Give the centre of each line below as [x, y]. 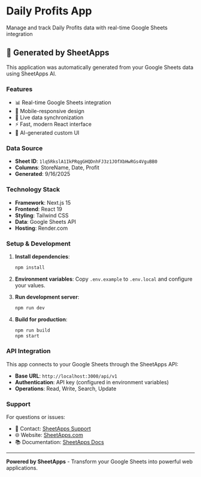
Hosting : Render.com [41, 228]
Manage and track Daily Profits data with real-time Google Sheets [87, 28]
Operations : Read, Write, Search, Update [66, 388]
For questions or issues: [36, 417]
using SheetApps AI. [31, 74]
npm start [27, 336]
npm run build [32, 330]
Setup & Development [38, 244]
